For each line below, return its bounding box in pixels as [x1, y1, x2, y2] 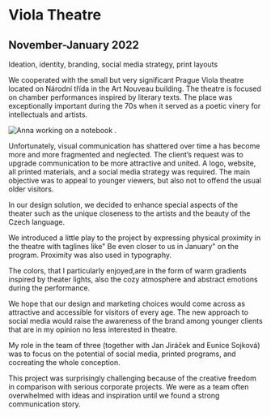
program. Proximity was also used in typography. [8, 250, 172, 260]
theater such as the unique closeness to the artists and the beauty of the [8, 208, 251, 218]
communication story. [8, 399, 81, 409]
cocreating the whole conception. [8, 358, 121, 367]
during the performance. [8, 283, 91, 293]
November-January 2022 [8, 38, 139, 52]
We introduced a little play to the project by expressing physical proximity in [8, 233, 261, 243]
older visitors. [8, 184, 54, 194]
